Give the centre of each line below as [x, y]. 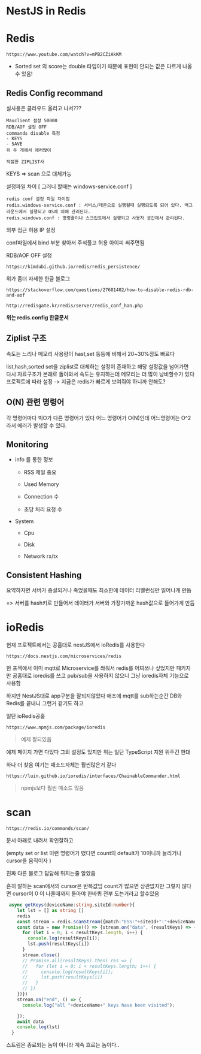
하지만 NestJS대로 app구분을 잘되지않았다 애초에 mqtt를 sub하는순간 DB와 [94, 696]
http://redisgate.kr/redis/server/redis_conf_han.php [75, 306]
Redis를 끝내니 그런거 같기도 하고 [45, 703]
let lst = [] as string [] [51, 910]
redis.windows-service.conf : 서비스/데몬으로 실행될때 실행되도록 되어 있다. [94, 205]
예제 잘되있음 [36, 739]
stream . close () [41, 955]
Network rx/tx [41, 556]
